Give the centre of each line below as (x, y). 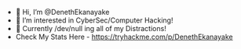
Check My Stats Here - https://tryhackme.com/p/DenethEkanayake (124, 37)
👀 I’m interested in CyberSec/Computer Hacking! (94, 20)
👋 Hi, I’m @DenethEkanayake (62, 12)
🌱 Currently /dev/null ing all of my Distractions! (91, 28)
